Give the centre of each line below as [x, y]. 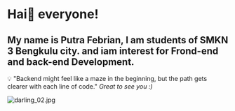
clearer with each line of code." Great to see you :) [80, 86]
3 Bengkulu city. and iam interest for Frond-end [113, 51]
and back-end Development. [71, 62]
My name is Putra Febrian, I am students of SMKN [118, 40]
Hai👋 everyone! [53, 14]
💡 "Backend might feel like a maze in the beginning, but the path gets [107, 79]
